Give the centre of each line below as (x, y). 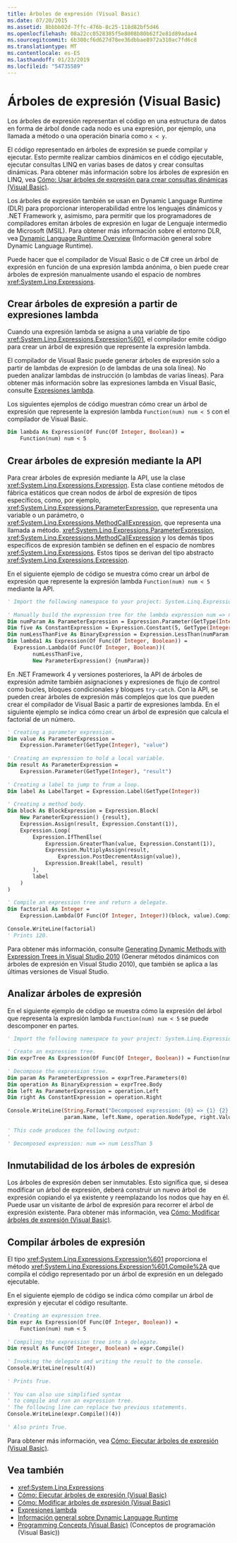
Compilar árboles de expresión (77, 1242)
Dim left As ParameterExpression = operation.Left (83, 1091)
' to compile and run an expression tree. (71, 1401)
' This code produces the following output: (74, 1130)
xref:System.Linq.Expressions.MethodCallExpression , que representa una (114, 522)
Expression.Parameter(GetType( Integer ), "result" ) (96, 771)
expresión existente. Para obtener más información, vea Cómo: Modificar (114, 1212)
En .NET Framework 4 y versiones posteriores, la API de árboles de (105, 674)
